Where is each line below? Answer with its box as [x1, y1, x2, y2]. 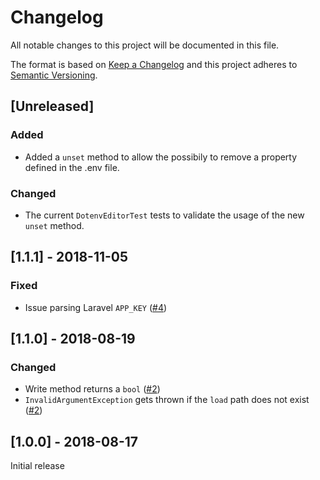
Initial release [10, 460, 65, 472]
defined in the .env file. [24, 161, 120, 173]
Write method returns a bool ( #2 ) [24, 383, 161, 395]
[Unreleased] [10, 98, 95, 115]
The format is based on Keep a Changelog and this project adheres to [10, 58, 298, 70]
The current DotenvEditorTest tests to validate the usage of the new [24, 209, 305, 221]
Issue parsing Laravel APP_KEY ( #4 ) [24, 301, 168, 313]
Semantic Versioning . [10, 69, 98, 81]
